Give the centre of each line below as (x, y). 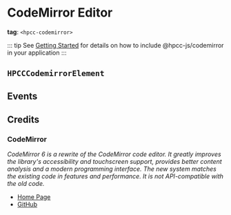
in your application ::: (37, 53)
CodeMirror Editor (60, 13)
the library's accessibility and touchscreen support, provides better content (114, 162)
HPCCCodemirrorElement (56, 74)
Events (22, 96)
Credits (23, 120)
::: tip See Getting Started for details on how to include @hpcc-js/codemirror (115, 45)
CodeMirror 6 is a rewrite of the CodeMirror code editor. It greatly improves (114, 154)
